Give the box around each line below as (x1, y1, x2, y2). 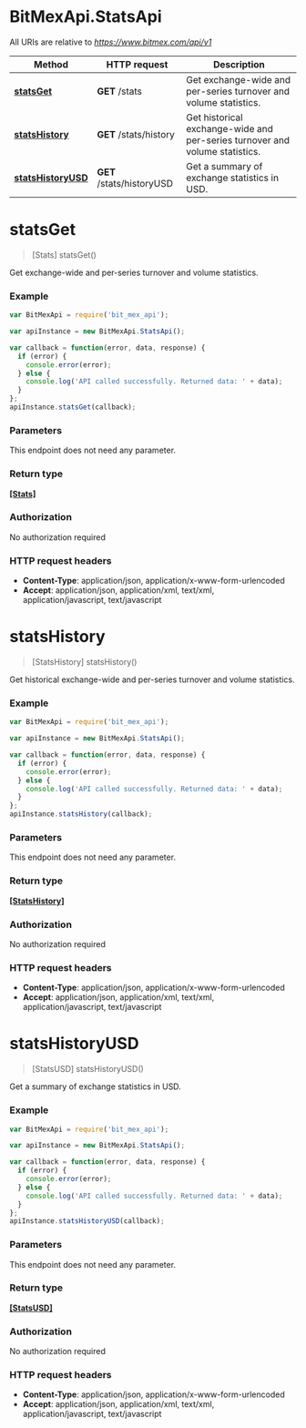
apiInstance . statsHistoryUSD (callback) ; (9, 1217, 166, 1226)
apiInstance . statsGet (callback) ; (9, 403, 137, 412)
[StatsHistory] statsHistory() (31, 657, 138, 668)
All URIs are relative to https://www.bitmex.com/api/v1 (9, 36, 212, 47)
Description (212, 57, 266, 70)
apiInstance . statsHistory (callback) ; (9, 810, 153, 819)
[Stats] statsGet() (31, 249, 97, 260)
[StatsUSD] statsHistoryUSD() (31, 1064, 144, 1075)
